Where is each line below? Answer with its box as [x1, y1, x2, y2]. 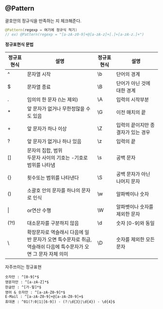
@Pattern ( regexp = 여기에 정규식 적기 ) [5, 27, 78, 32]
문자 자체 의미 [38, 250, 68, 257]
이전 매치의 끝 [116, 109, 146, 116]
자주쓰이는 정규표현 [5, 264, 42, 270]
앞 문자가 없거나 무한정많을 [27, 105, 85, 112]
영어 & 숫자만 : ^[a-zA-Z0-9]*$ [5, 290, 65, 295]
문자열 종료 [27, 83, 51, 90]
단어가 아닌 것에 [116, 80, 150, 87]
